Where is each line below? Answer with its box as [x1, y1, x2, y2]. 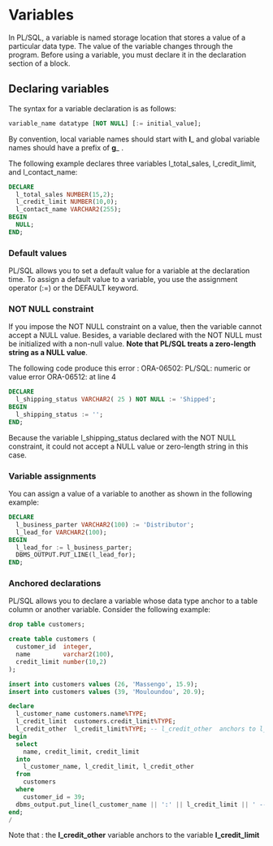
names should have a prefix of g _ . [8, 142, 124, 152]
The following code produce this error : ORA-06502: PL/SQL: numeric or [8, 363, 251, 373]
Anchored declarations [8, 578, 102, 589]
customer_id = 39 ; [23, 792, 85, 801]
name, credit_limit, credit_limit [23, 748, 140, 756]
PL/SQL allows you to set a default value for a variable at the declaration [8, 266, 250, 275]
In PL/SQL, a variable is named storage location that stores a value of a [8, 33, 246, 42]
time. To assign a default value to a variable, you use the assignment [8, 275, 238, 284]
